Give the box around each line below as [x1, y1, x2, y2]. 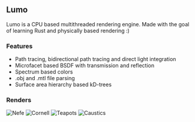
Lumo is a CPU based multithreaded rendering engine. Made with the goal [6, 20, 190, 28]
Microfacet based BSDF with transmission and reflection [14, 62, 155, 69]
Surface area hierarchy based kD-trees [14, 81, 112, 89]
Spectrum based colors [14, 68, 73, 75]
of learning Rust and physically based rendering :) [6, 27, 130, 34]
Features [6, 42, 33, 50]
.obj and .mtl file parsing [14, 75, 75, 82]
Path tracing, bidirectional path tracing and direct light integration [14, 56, 176, 63]
